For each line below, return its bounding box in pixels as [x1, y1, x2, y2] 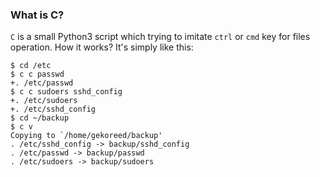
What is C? [10, 8, 65, 22]
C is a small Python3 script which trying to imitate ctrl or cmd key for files [10, 31, 311, 43]
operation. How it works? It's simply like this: [10, 41, 194, 53]
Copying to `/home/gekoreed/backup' [10, 131, 163, 141]
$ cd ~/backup [10, 113, 70, 123]
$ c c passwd [10, 69, 65, 80]
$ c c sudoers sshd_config [10, 87, 123, 97]
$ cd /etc [10, 61, 52, 71]
